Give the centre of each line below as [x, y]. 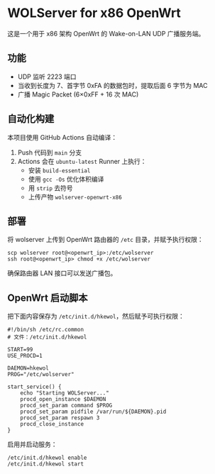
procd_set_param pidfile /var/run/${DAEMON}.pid [93, 412]
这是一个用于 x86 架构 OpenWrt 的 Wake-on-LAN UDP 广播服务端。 [106, 33]
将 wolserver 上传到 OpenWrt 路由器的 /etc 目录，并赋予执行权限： [105, 240]
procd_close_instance [52, 424]
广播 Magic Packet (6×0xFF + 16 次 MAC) [78, 94]
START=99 [20, 350]
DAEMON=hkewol [28, 368]
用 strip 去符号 [50, 188]
